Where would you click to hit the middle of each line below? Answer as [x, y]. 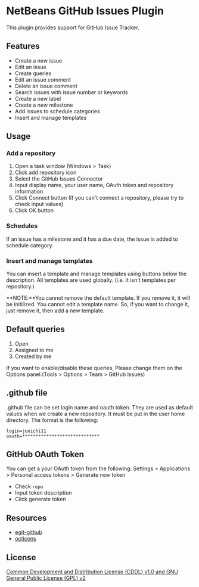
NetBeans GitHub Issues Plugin [85, 11]
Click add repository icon [46, 173]
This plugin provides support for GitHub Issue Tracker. [73, 27]
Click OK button [34, 210]
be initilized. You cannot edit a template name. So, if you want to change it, [98, 305]
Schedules [22, 226]
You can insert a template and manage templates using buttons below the [97, 274]
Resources [27, 518]
